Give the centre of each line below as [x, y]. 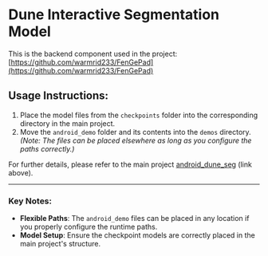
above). [21, 172]
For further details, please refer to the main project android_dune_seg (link [130, 164]
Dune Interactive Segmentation [114, 15]
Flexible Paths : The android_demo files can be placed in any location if [134, 219]
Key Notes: [30, 201]
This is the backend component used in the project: [93, 53]
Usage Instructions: [59, 96]
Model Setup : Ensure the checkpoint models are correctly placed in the [137, 235]
